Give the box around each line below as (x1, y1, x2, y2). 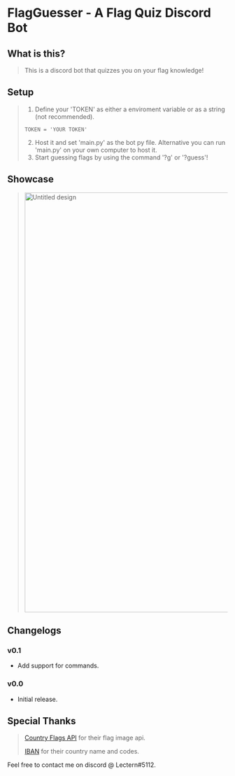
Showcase (7, 174, 55, 185)
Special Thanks (7, 715, 76, 727)
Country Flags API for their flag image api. (24, 733, 145, 742)
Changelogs (7, 625, 62, 637)
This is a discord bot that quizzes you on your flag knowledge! (24, 66, 204, 74)
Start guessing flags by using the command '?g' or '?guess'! (34, 153, 208, 162)
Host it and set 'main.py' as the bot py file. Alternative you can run (34, 138, 226, 146)
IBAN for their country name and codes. (24, 747, 140, 756)
